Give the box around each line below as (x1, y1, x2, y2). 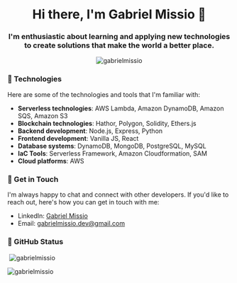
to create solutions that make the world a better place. (23, 40, 215, 50)
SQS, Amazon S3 (17, 111, 68, 120)
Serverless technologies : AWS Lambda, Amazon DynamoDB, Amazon (17, 104, 225, 112)
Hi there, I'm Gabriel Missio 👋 (32, 6, 206, 23)
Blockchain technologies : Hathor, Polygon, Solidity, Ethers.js (17, 119, 197, 127)
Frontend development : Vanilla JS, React (17, 134, 139, 142)
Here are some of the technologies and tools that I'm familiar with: (7, 90, 201, 98)
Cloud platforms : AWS (17, 156, 84, 165)
